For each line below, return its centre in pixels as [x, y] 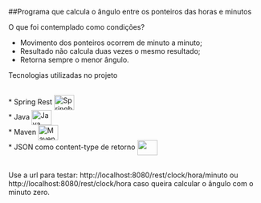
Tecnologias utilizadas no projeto [63, 75]
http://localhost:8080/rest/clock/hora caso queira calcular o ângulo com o [131, 183]
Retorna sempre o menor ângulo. [75, 60]
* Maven [22, 132]
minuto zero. [29, 192]
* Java [19, 116]
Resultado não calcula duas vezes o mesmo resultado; [110, 51]
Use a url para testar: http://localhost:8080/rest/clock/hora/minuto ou [123, 175]
